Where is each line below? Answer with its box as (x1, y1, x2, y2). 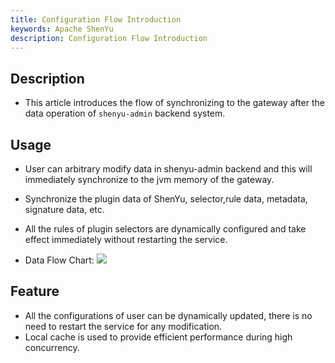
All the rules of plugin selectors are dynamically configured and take (24, 223, 307, 235)
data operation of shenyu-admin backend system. (24, 107, 226, 120)
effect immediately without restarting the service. (24, 234, 228, 245)
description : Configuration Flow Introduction (10, 33, 208, 43)
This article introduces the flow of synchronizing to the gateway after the (24, 97, 325, 109)
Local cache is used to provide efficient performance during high (24, 331, 293, 343)
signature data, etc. (24, 204, 105, 215)
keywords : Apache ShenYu (10, 24, 114, 34)
